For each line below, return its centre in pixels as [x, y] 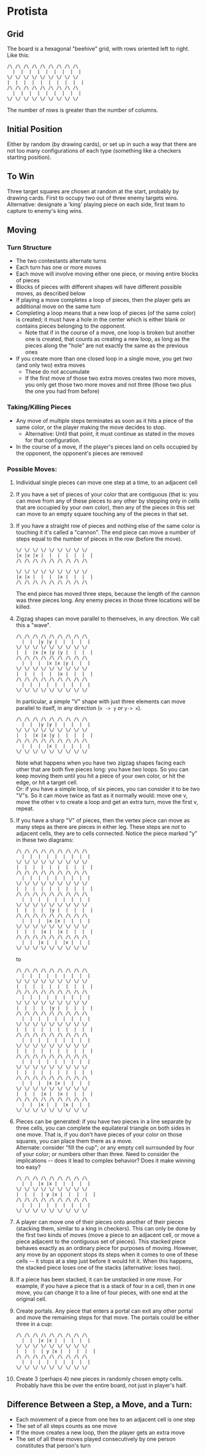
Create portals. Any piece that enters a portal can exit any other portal [104, 1311]
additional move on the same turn [58, 307]
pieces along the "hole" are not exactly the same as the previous [107, 345]
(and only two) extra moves [50, 365]
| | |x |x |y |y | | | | [55, 652]
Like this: [18, 55]
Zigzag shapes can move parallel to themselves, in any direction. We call [108, 619]
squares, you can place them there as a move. [74, 1141]
